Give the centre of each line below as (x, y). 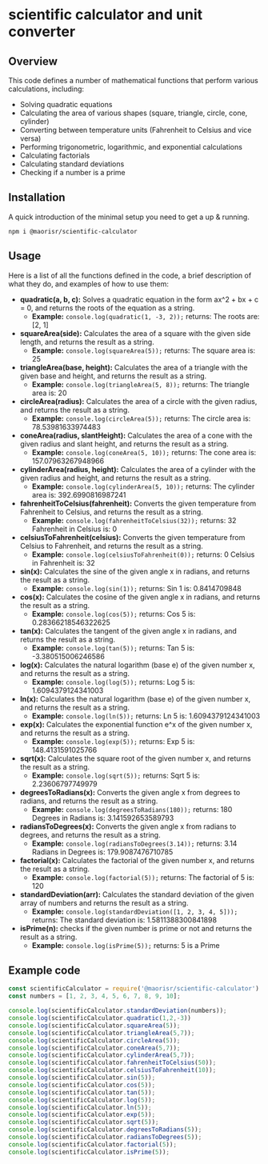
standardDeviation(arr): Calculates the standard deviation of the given (137, 894)
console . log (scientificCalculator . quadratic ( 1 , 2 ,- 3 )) (100, 1018)
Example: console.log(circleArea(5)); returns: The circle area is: (141, 418)
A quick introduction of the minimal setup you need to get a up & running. (129, 217)
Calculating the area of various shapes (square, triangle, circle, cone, (134, 113)
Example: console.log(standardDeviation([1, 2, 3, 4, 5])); (135, 911)
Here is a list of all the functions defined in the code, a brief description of (130, 275)
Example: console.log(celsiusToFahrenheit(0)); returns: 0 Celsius (143, 554)
